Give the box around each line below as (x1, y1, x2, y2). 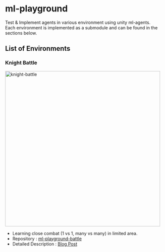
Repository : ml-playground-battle (12, 236, 82, 242)
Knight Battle (5, 59, 38, 66)
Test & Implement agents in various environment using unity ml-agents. (5, 19, 151, 25)
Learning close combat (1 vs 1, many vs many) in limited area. (12, 230, 138, 236)
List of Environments (5, 44, 70, 53)
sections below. (5, 30, 37, 36)
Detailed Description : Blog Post (12, 241, 78, 247)
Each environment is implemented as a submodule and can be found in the (5, 24, 158, 30)
